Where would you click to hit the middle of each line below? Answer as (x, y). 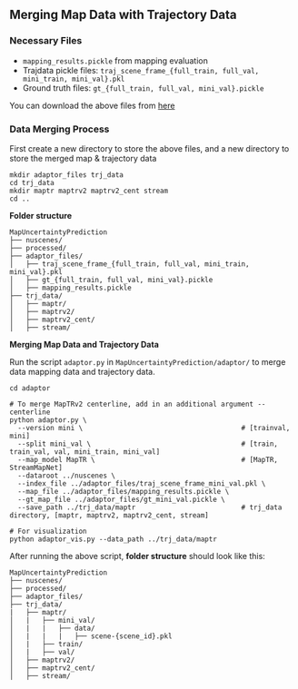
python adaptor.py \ (49, 420)
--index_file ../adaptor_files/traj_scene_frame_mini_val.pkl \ (142, 483)
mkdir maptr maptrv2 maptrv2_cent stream (89, 191)
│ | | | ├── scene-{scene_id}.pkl (91, 636)
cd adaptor (30, 388)
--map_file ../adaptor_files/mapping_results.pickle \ (124, 491)
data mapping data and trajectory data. (83, 371)
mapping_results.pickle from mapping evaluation (115, 60)
